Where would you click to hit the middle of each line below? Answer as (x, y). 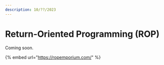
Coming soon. (19, 48)
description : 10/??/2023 (31, 10)
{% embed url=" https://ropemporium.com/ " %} (53, 57)
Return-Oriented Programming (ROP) (82, 34)
